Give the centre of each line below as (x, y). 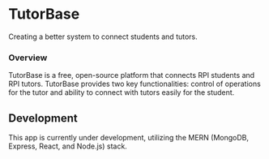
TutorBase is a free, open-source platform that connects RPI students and (132, 75)
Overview (28, 58)
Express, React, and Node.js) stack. (68, 146)
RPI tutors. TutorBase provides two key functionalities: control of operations (134, 84)
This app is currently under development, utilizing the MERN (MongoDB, (129, 138)
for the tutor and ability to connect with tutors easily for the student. (122, 92)
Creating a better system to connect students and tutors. (103, 37)
